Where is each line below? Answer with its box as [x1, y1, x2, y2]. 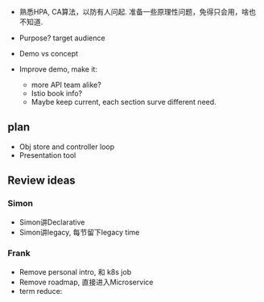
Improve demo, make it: [19, 64, 98, 74]
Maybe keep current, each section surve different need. [31, 97, 217, 106]
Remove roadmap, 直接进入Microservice [19, 277, 154, 287]
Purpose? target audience [19, 33, 105, 43]
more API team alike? [31, 80, 101, 89]
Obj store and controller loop [19, 142, 114, 151]
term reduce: [19, 286, 63, 296]
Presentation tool [19, 150, 76, 159]
